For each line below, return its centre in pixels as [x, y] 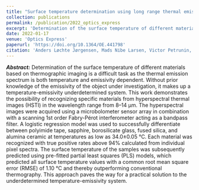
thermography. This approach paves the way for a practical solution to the [97, 174]
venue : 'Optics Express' [37, 39]
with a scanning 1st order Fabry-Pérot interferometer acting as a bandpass [97, 118]
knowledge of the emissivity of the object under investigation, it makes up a [98, 86]
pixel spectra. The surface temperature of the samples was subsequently [95, 149]
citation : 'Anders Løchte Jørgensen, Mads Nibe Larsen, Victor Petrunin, [99, 50]
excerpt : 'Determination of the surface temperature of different [90, 28]
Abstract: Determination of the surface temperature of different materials [96, 67]
